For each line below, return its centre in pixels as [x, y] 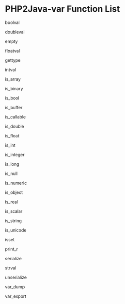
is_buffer [14, 107]
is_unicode [16, 230]
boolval [12, 22]
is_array [13, 79]
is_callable [15, 117]
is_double [15, 126]
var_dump [15, 286]
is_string [13, 221]
